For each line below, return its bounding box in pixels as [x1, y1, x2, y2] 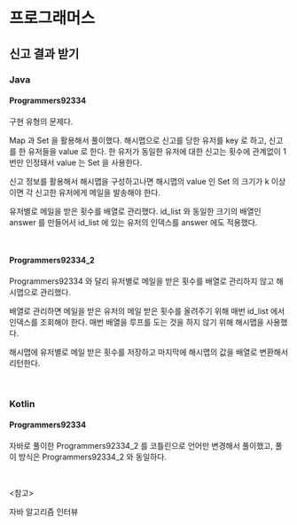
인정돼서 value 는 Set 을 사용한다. [25, 157, 143, 168]
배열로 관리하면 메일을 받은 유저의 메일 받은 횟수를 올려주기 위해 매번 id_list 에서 [9, 305, 285, 316]
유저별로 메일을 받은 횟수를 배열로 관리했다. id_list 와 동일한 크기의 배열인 [9, 206, 262, 216]
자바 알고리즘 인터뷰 [9, 506, 78, 517]
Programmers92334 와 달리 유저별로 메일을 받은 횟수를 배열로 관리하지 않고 [9, 276, 275, 286]
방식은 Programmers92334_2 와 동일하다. [18, 451, 167, 462]
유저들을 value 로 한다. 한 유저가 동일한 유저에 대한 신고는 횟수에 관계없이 [27, 145, 281, 156]
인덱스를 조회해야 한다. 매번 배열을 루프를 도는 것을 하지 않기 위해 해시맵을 [9, 317, 264, 327]
